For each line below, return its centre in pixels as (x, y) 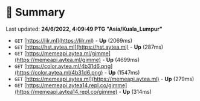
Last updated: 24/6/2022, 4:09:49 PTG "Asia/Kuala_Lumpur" (84, 29)
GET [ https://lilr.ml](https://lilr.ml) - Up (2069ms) (73, 40)
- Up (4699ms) (121, 60)
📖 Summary (35, 12)
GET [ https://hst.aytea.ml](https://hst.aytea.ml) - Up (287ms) (89, 47)
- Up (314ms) (135, 91)
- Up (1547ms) (122, 72)
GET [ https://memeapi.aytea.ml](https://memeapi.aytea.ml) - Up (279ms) (104, 79)
